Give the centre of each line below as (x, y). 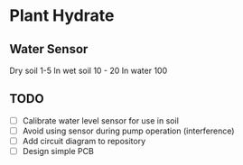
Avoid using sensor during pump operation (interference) (128, 131)
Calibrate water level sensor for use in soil (100, 120)
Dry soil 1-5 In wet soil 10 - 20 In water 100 (89, 70)
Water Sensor (49, 49)
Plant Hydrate (62, 16)
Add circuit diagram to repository (84, 141)
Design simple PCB (58, 151)
